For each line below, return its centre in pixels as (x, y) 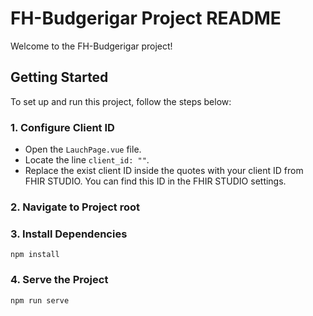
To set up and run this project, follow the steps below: (121, 101)
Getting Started (59, 77)
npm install (35, 255)
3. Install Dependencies (69, 234)
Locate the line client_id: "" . (87, 160)
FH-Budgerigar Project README (146, 18)
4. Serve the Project (59, 280)
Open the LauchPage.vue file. (83, 149)
